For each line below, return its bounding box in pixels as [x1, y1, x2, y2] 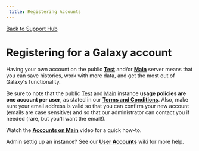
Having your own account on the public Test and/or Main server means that [6, 65, 193, 73]
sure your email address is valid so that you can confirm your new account [6, 102, 189, 109]
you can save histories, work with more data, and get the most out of [6, 72, 175, 79]
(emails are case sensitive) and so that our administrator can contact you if [6, 108, 190, 116]
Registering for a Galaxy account [6, 46, 172, 59]
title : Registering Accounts [8, 8, 82, 15]
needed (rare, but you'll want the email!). [6, 115, 106, 122]
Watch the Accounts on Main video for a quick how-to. [6, 126, 142, 134]
